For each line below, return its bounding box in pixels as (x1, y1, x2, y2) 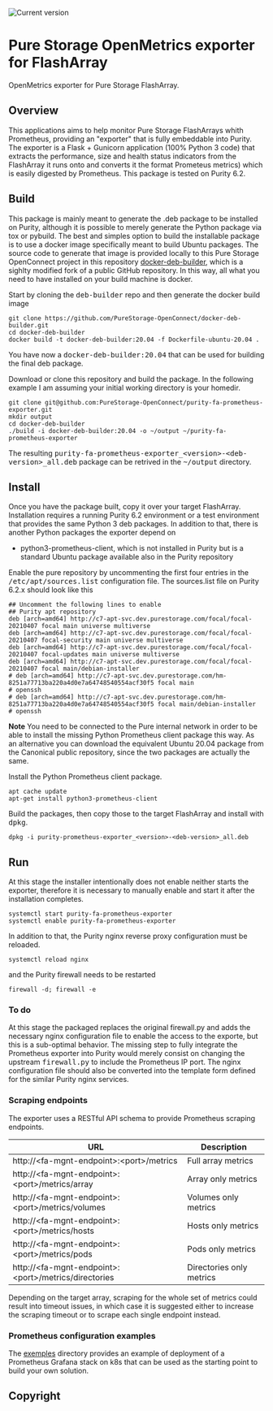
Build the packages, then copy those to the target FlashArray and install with (8, 809, 264, 819)
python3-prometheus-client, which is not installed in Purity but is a (19, 543, 244, 553)
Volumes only (186, 1191, 240, 1202)
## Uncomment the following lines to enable (8, 601, 162, 609)
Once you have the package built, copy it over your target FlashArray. (8, 502, 241, 512)
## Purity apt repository (8, 608, 96, 617)
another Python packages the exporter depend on (8, 528, 176, 538)
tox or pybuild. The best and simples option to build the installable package (8, 231, 260, 240)
